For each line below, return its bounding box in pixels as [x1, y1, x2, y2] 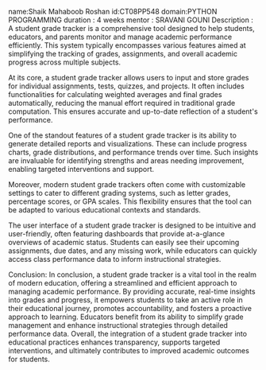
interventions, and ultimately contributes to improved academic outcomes [8, 346, 250, 355]
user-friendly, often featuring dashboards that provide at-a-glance [8, 229, 226, 238]
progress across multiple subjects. [8, 57, 121, 67]
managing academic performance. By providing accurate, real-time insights [8, 286, 256, 296]
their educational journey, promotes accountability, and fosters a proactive [8, 304, 253, 313]
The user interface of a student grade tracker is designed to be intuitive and [8, 220, 256, 230]
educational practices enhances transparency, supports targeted [8, 337, 221, 347]
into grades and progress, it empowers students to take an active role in [8, 295, 244, 305]
